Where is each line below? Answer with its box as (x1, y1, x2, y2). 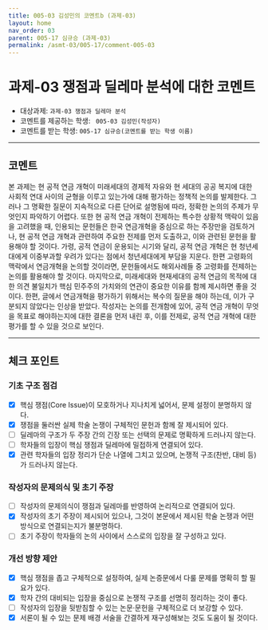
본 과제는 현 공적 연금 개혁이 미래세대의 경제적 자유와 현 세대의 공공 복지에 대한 (8, 181, 253, 191)
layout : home (8, 19, 52, 27)
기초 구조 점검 (8, 380, 58, 392)
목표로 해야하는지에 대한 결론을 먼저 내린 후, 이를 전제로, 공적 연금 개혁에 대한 (16, 311, 257, 321)
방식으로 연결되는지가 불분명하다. (19, 522, 123, 531)
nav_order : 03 (8, 26, 56, 34)
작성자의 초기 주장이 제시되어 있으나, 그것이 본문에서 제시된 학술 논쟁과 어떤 (19, 511, 254, 521)
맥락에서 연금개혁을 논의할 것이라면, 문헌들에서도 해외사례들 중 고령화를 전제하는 (8, 261, 258, 271)
